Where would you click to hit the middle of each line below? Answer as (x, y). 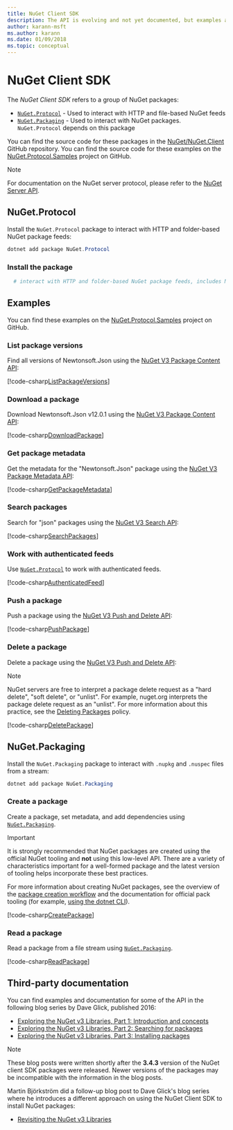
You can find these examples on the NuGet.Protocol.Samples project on (110, 320)
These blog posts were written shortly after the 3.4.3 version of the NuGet (113, 1063)
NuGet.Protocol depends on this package (76, 128)
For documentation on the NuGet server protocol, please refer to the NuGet (115, 183)
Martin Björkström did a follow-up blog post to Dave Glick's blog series (109, 1091)
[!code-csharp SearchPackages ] (53, 535)
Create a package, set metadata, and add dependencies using (96, 816)
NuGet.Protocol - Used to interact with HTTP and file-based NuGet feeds (121, 113)
